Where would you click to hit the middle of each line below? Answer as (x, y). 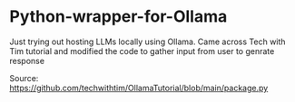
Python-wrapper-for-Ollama (118, 17)
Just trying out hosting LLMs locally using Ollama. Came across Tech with (147, 42)
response (27, 60)
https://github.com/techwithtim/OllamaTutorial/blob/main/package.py (139, 88)
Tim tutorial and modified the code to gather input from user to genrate (142, 51)
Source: (24, 78)
